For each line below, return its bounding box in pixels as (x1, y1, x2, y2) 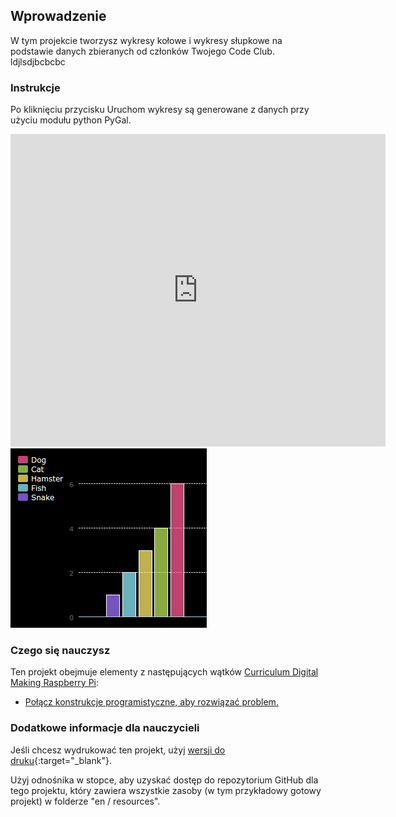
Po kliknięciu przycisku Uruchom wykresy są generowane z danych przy (10, 104, 310, 116)
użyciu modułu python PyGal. (10, 114, 132, 126)
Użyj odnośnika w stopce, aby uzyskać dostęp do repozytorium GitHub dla (10, 774, 319, 786)
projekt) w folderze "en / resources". (10, 795, 161, 807)
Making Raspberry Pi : (10, 677, 100, 689)
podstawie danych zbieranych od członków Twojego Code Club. (10, 45, 275, 57)
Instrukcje (10, 80, 61, 94)
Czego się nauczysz (10, 644, 111, 658)
